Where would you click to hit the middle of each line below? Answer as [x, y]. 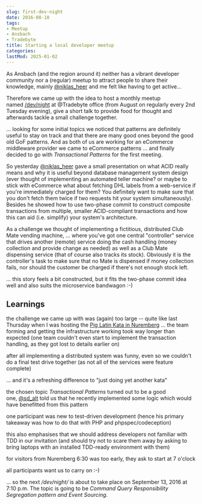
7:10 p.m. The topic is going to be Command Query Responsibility [87, 488]
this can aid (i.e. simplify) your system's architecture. [72, 217]
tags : [13, 23]
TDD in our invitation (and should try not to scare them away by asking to [97, 441]
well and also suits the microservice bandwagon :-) [70, 285]
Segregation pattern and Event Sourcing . [57, 495]
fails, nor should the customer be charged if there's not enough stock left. [98, 267]
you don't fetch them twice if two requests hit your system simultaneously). [100, 198]
